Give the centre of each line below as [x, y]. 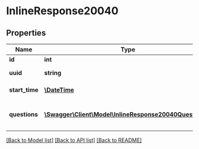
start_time [24, 90]
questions [24, 114]
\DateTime [59, 90]
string [53, 73]
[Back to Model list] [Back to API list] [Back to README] [74, 140]
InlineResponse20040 [62, 11]
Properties [26, 33]
